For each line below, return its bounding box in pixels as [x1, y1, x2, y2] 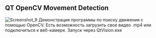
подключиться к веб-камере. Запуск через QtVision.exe [5, 27, 122, 33]
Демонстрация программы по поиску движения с [38, 17, 144, 22]
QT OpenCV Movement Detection [5, 4, 109, 12]
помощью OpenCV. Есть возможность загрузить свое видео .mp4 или [5, 22, 152, 28]
